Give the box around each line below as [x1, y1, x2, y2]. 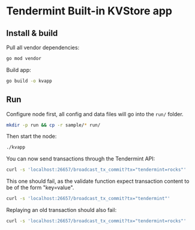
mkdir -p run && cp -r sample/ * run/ [6, 122, 101, 128]
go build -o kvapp [6, 78, 52, 84]
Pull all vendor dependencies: [6, 44, 80, 51]
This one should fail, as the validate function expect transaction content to [6, 178, 190, 185]
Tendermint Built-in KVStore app [6, 4, 173, 18]
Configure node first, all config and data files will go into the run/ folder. [6, 110, 184, 117]
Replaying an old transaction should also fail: [6, 207, 117, 214]
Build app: [6, 66, 31, 73]
